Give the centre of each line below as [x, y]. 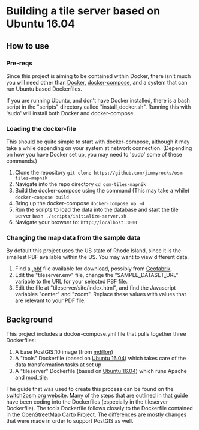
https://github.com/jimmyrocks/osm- [140, 173]
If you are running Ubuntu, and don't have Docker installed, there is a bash [98, 100]
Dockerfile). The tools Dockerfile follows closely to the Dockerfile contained [99, 408]
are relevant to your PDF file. [50, 300]
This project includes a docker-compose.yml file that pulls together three [96, 334]
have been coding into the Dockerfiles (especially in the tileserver [87, 402]
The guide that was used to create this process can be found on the [90, 389]
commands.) [22, 161]
